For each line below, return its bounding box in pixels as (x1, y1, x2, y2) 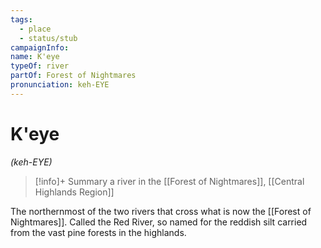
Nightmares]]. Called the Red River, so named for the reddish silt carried (10, 216, 308, 228)
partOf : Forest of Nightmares (10, 71, 137, 81)
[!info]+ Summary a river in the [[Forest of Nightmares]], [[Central (34, 175, 305, 187)
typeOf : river (10, 61, 70, 71)
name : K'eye (10, 52, 60, 62)
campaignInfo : (10, 42, 70, 53)
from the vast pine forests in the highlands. (10, 226, 187, 238)
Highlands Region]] (34, 186, 115, 198)
